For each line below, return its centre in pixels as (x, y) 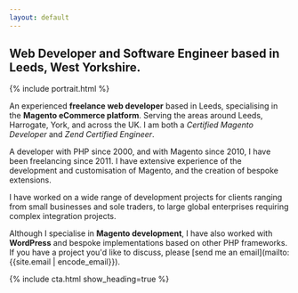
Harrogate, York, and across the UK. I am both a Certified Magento (131, 125)
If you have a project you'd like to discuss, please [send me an (124, 252)
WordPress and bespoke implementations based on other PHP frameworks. (148, 243)
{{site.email (30, 262)
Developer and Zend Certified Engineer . (82, 134)
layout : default (39, 17)
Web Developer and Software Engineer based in (145, 54)
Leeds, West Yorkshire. (75, 68)
